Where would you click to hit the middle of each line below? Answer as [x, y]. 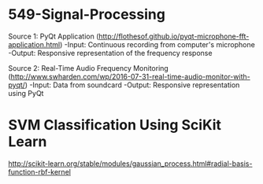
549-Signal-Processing [87, 15]
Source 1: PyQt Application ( [54, 36]
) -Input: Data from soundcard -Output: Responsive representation [132, 85]
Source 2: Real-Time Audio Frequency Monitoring [89, 68]
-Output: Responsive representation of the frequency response [110, 53]
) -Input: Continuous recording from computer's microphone [157, 44]
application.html [34, 44]
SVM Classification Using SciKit [115, 125]
